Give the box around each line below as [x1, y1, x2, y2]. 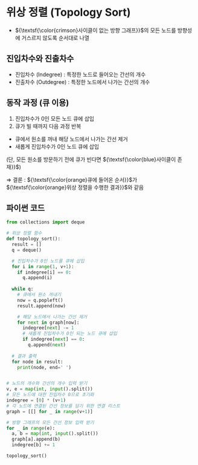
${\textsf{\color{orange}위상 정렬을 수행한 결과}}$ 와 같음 [6, 184, 144, 191]
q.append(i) [22, 275, 53, 281]
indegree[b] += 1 [11, 442, 56, 448]
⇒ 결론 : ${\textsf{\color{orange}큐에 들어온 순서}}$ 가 [6, 176, 138, 183]
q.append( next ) [28, 342, 66, 348]
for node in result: [11, 359, 63, 365]
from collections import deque [6, 219, 85, 225]
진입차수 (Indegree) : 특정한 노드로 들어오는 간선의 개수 [14, 71, 146, 78]
